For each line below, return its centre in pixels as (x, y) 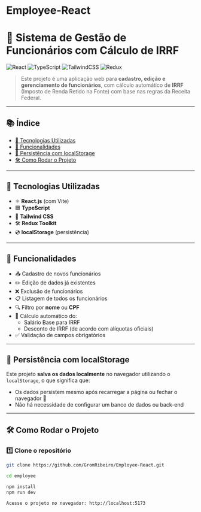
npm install (21, 487)
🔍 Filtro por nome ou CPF (47, 307)
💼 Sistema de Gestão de (66, 38)
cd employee (21, 476)
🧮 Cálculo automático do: (46, 316)
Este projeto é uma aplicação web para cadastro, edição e (93, 79)
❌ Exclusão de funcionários (49, 291)
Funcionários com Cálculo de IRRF (93, 51)
